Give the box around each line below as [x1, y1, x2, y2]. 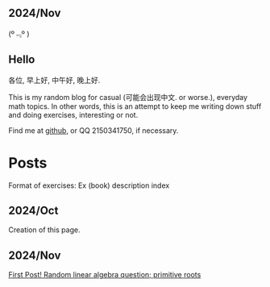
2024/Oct [8, 203, 59, 217]
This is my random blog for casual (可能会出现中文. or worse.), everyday [8, 92, 248, 102]
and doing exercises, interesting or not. [8, 110, 139, 119]
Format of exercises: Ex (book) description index [8, 181, 170, 190]
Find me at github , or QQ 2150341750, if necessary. [8, 125, 179, 135]
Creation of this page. [8, 225, 81, 235]
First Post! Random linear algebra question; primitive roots [8, 270, 201, 280]
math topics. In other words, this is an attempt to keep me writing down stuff [8, 101, 262, 111]
